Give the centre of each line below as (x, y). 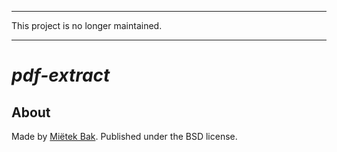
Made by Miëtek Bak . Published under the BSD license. (124, 136)
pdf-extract (61, 75)
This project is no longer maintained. (87, 25)
